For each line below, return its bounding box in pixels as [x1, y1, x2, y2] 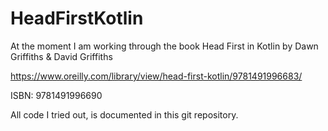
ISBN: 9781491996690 [10, 89, 103, 101]
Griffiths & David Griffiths [10, 50, 113, 62]
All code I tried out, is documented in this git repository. [10, 108, 239, 121]
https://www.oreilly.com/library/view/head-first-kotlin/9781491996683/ [10, 70, 303, 82]
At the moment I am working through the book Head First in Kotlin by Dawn [10, 40, 319, 52]
